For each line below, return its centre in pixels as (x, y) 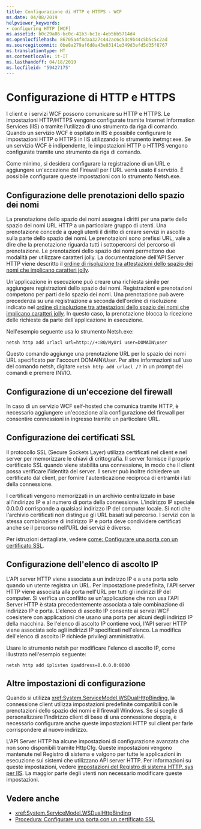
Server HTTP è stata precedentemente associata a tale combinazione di (95, 604)
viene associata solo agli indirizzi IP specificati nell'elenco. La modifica (94, 630)
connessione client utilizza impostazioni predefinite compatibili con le (92, 704)
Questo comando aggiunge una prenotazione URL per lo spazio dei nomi (96, 354)
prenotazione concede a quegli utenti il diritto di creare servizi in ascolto (95, 232)
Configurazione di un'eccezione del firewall (89, 391)
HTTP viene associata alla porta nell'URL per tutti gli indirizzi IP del (88, 591)
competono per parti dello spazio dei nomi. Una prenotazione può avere (95, 295)
